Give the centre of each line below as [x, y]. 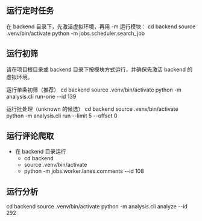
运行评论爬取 [30, 136]
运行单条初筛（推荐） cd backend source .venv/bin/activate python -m [94, 90]
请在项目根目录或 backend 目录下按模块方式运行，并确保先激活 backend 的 [99, 69]
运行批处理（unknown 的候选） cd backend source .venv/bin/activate [93, 109]
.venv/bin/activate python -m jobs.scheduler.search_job [76, 33]
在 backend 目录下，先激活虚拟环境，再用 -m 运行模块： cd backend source [101, 26]
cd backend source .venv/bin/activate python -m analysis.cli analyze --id [97, 207]
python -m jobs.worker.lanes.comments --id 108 [84, 171]
